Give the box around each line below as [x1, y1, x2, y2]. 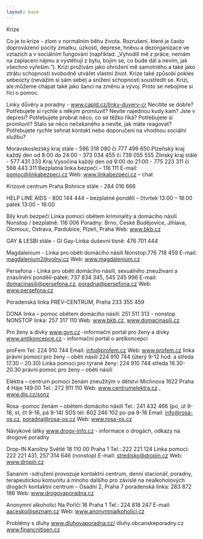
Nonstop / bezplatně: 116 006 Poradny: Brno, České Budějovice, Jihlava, [6, 219, 187, 226]
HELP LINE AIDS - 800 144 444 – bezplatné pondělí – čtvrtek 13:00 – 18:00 [6, 194, 193, 201]
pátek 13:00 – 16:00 [6, 201, 55, 208]
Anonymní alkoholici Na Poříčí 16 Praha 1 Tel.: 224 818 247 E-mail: [6, 501, 171, 508]
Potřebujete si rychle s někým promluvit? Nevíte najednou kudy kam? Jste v [6, 107, 196, 114]
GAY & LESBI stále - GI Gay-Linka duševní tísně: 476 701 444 [6, 237, 159, 244]
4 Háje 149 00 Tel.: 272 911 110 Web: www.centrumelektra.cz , [6, 384, 161, 391]
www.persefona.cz [6, 286, 53, 294]
